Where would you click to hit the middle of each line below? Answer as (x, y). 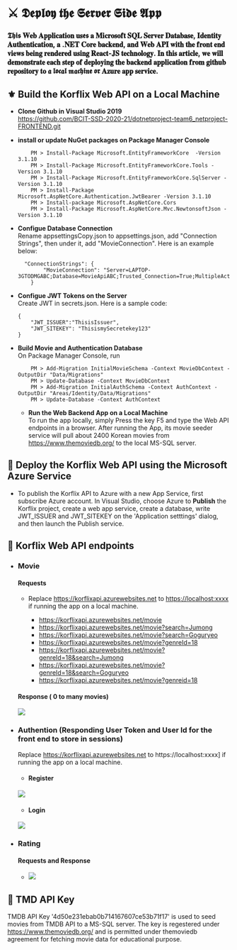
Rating (29, 844)
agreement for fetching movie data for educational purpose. (94, 939)
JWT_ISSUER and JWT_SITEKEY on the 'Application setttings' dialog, (118, 516)
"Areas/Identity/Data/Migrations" (100, 393)
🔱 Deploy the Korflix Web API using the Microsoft (117, 465)
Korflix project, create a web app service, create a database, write (114, 508)
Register (41, 778)
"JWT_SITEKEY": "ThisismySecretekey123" (91, 328)
